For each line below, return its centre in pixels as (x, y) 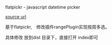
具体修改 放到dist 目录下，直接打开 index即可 (52, 37)
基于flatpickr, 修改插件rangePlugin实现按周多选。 (58, 27)
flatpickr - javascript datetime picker (43, 7)
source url (16, 17)
